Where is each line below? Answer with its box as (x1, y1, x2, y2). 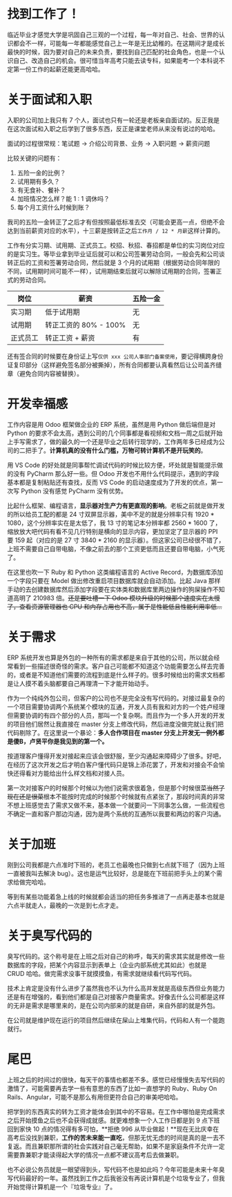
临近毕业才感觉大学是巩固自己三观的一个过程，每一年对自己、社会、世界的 (7, 30, 219, 39)
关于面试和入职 (7, 92, 93, 108)
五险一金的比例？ (17, 169, 66, 177)
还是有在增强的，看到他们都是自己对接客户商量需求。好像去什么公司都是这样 (7, 993, 225, 1001)
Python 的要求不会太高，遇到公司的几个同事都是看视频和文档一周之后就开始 (7, 429, 223, 437)
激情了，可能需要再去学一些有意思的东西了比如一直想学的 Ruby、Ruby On (7, 1084, 217, 1092)
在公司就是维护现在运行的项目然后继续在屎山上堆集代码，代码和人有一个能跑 (7, 1016, 225, 1024)
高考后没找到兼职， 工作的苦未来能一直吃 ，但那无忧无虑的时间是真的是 (7, 1133, 207, 1142)
